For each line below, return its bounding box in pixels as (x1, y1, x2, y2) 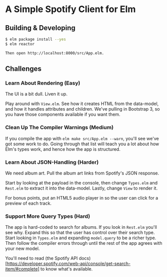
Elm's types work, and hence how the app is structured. (5, 146, 121, 152)
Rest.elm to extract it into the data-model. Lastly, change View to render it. (5, 185, 158, 191)
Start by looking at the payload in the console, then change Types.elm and (5, 179, 158, 186)
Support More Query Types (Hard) (5, 213, 90, 220)
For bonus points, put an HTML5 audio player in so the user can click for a (5, 195, 158, 201)
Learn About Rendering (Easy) (5, 79, 80, 86)
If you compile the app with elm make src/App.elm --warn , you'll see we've (5, 135, 159, 141)
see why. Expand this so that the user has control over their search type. (5, 230, 155, 236)
